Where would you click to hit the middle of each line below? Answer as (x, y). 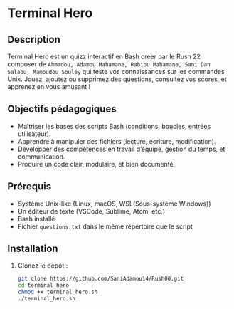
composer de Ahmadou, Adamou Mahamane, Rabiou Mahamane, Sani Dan (109, 64)
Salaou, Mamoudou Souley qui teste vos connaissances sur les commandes (116, 72)
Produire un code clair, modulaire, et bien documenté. (96, 164)
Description (34, 40)
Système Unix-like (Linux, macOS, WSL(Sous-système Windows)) (114, 204)
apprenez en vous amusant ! (49, 87)
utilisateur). (34, 134)
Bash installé (36, 219)
